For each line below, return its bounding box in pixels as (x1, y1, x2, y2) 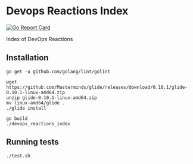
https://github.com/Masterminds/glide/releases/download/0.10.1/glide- (6, 84, 188, 90)
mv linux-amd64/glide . (6, 100, 66, 106)
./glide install (6, 105, 46, 111)
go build (6, 115, 28, 122)
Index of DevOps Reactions (6, 35, 73, 42)
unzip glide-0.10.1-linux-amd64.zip (6, 94, 97, 101)
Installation (6, 52, 49, 63)
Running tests (6, 137, 60, 147)
